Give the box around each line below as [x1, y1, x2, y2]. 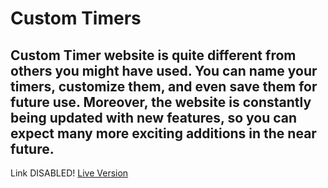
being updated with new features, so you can [10, 109, 298, 126]
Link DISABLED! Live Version [10, 167, 129, 179]
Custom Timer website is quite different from [10, 47, 297, 64]
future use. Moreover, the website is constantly [10, 93, 312, 111]
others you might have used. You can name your [10, 62, 318, 79]
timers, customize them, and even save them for [10, 78, 318, 95]
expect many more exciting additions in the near [10, 125, 317, 142]
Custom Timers [10, 7, 142, 30]
